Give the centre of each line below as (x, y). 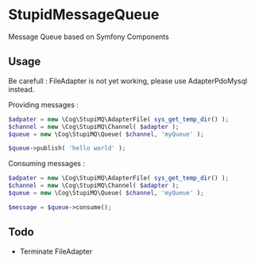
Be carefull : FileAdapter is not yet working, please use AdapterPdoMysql (128, 80)
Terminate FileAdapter (56, 251)
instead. (21, 89)
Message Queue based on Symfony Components (89, 37)
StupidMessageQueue (84, 15)
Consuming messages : (47, 164)
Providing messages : (44, 104)
